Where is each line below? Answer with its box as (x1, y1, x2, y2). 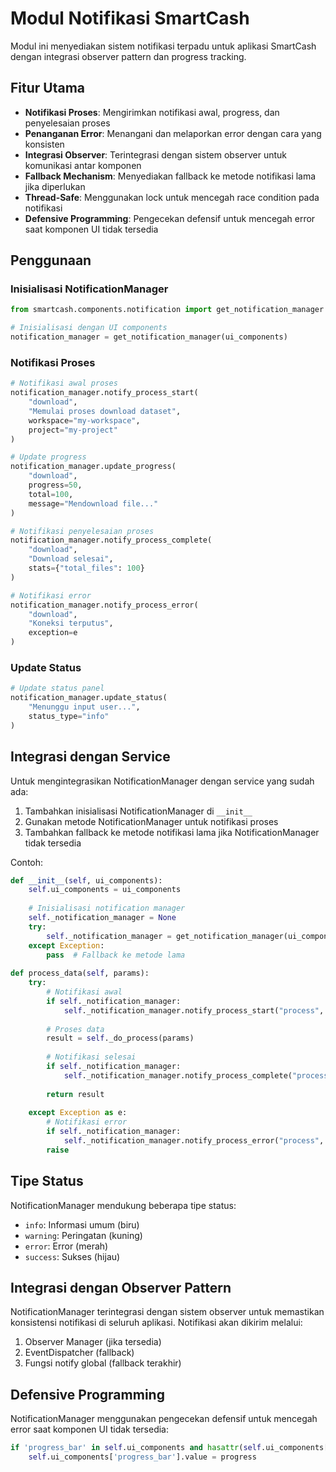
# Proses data (46, 1024, 105, 1034)
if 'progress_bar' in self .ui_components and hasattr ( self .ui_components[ (10, 1443, 329, 1453)
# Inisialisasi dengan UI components (10, 323, 168, 333)
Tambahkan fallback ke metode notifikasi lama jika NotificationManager (24, 826, 320, 838)
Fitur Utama (10, 80, 86, 97)
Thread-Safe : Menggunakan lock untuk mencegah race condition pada (24, 191, 320, 203)
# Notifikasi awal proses (10, 378, 118, 389)
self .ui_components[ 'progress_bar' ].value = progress (28, 1452, 257, 1462)
